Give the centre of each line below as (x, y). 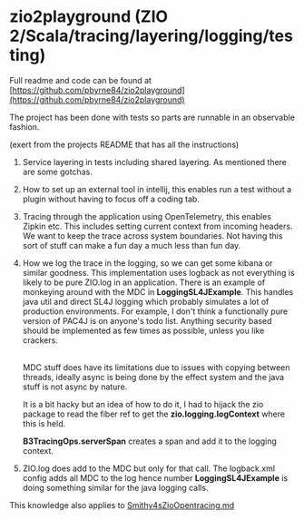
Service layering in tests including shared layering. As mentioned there (155, 162)
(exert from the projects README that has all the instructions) (124, 144)
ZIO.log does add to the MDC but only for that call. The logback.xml (148, 468)
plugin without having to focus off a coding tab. (111, 199)
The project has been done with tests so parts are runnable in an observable (152, 117)
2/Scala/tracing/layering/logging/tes (151, 36)
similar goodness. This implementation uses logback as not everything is (158, 272)
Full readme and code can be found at (81, 80)
